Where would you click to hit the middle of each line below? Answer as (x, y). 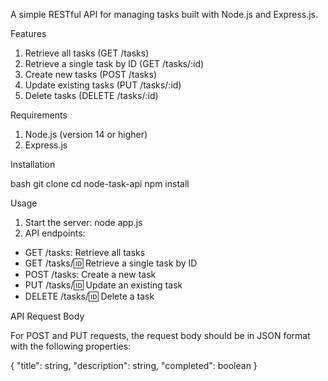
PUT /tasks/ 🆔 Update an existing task (103, 285)
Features (28, 33)
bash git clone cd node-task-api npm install (100, 183)
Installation (33, 164)
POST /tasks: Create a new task (90, 274)
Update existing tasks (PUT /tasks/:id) (103, 85)
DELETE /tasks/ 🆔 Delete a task (89, 296)
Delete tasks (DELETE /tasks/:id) (91, 95)
